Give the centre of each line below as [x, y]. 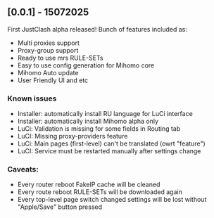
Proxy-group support [48, 50]
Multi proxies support [48, 43]
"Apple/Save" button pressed [60, 207]
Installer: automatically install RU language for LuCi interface [105, 114]
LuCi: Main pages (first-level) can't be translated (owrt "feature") [111, 143]
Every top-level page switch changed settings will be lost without [112, 200]
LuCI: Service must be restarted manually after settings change [109, 151]
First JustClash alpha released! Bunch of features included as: [97, 29]
